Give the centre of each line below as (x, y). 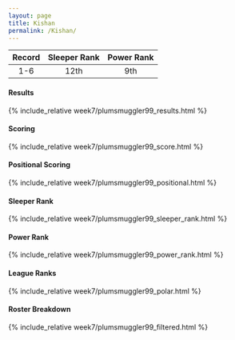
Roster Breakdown (40, 310)
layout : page (30, 16)
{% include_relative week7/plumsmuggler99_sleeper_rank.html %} (118, 219)
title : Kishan (32, 23)
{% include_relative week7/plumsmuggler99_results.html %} (108, 110)
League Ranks (32, 273)
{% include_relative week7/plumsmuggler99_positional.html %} (113, 182)
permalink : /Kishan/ (43, 30)
